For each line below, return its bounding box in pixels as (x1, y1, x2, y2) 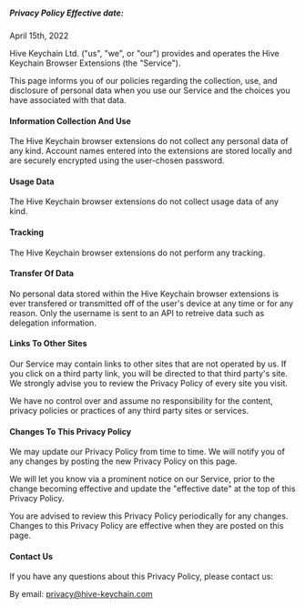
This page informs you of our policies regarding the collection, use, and (9, 75, 278, 86)
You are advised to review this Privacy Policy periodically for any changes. (9, 510, 289, 521)
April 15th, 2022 (9, 30, 69, 41)
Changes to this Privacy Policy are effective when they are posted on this (9, 520, 284, 531)
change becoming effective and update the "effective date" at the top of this (9, 483, 296, 494)
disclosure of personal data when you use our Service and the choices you (9, 85, 290, 96)
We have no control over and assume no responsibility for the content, (9, 395, 273, 406)
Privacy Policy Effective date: (9, 7, 125, 18)
